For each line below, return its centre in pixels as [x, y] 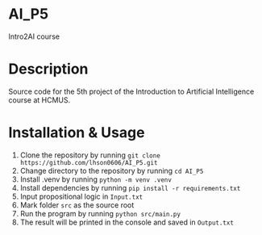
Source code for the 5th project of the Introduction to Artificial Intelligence [131, 91]
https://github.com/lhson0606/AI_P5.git [89, 162]
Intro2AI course [34, 36]
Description [48, 69]
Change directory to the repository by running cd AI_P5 [112, 170]
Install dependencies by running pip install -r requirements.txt [130, 187]
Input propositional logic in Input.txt [81, 196]
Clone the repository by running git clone [90, 155]
